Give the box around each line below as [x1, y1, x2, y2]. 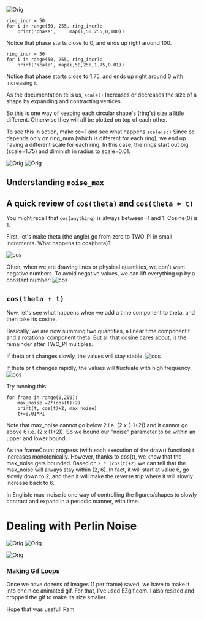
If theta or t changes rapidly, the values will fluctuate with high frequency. [6, 365, 192, 372]
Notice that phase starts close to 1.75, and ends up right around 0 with [6, 73, 184, 80]
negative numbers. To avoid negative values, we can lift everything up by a [6, 270, 195, 277]
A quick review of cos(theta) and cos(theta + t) [6, 198, 194, 208]
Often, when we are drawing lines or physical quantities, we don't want [6, 263, 186, 270]
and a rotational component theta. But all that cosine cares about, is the [6, 334, 187, 341]
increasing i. [6, 79, 37, 86]
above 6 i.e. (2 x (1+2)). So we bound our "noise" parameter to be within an [6, 428, 196, 436]
